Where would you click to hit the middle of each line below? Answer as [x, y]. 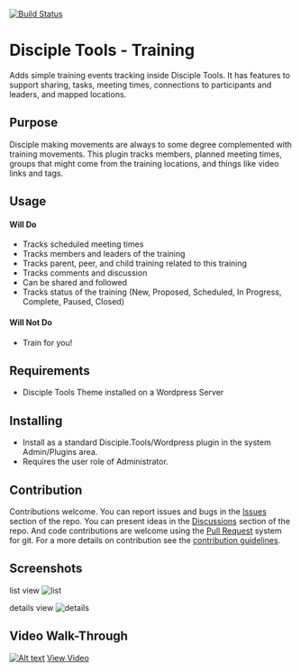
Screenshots [46, 569]
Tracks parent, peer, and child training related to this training [135, 263]
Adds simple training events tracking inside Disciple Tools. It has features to [150, 75]
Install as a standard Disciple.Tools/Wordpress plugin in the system [147, 442]
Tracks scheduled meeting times [83, 244]
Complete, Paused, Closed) [73, 302]
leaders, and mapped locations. [68, 94]
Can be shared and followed [75, 283]
